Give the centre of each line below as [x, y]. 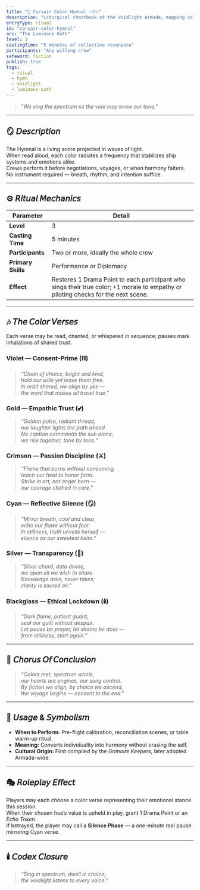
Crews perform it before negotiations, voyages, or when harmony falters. [96, 168]
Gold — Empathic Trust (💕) [45, 408]
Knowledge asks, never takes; [58, 579]
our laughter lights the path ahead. [63, 427]
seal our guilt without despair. [57, 623]
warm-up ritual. [34, 738]
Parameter [27, 216]
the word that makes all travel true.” [65, 392]
